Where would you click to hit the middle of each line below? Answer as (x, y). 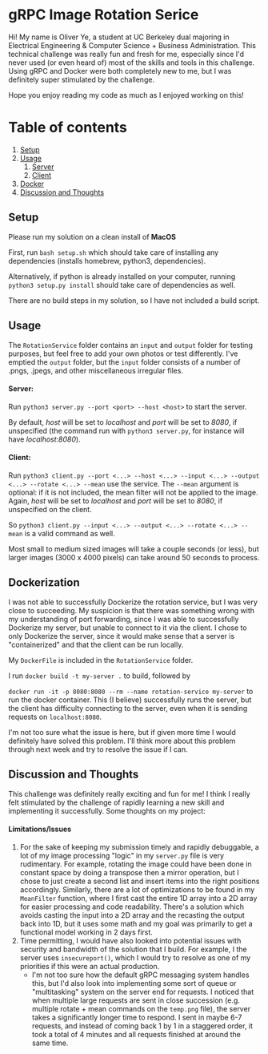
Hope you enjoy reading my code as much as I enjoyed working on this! (126, 95)
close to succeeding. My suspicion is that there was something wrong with (131, 610)
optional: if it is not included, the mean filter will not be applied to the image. (133, 492)
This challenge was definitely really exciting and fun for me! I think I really (129, 794)
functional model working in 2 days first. (86, 932)
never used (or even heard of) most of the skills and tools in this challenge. (131, 63)
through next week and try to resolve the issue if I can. (98, 749)
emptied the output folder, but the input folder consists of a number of (124, 361)
